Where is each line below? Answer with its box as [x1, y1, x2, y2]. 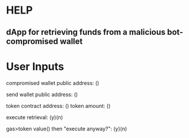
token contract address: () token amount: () [6, 102, 111, 109]
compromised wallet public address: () [6, 79, 100, 86]
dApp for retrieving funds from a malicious [6, 27, 166, 37]
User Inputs [6, 60, 64, 73]
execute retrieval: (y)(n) [6, 113, 64, 121]
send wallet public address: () [6, 91, 78, 98]
